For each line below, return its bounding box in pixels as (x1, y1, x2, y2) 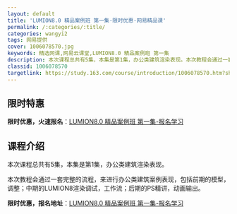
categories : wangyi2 (7, 30, 68, 37)
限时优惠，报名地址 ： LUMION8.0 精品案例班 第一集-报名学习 (7, 199, 184, 208)
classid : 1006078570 (7, 63, 68, 70)
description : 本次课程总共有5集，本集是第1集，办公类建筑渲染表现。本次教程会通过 (7, 57, 223, 64)
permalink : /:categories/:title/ (7, 23, 106, 30)
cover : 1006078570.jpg (7, 43, 74, 50)
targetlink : (7, 69, 42, 76)
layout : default (7, 10, 55, 18)
